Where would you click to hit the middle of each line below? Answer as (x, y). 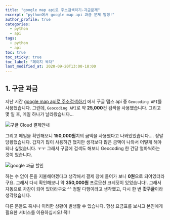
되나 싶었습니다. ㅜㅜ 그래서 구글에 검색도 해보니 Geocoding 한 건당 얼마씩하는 (83, 148)
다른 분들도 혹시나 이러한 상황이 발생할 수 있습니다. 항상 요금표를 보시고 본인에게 (84, 206)
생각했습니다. (18, 195)
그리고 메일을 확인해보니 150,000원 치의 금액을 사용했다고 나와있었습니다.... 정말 (84, 135)
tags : (11, 39)
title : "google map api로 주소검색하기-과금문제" (53, 10)
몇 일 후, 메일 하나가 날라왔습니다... (40, 114)
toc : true (16, 52)
